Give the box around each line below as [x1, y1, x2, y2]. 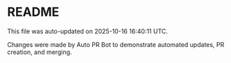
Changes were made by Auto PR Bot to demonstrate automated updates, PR [7, 40, 225, 48]
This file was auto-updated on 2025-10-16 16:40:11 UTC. [7, 27, 169, 35]
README [7, 4, 60, 20]
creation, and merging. [7, 48, 72, 56]
